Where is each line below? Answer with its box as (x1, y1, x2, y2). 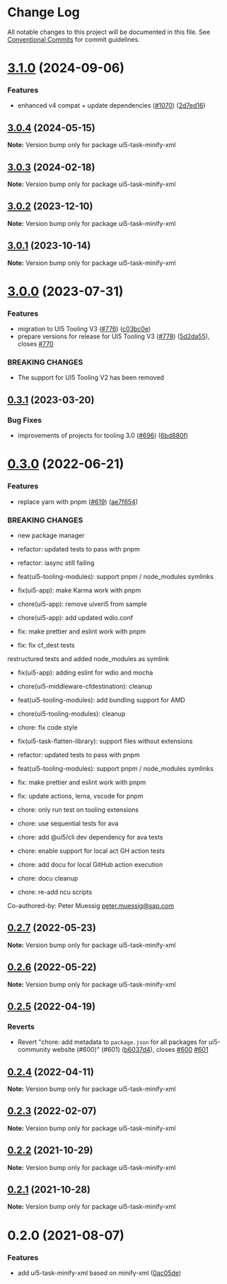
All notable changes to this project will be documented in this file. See (7, 28, 211, 36)
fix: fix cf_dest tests (17, 641, 75, 649)
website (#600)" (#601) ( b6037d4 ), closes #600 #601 (52, 1045, 209, 1054)
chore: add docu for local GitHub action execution (17, 860, 163, 869)
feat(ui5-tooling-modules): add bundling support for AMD (17, 695, 185, 704)
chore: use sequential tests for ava (17, 819, 119, 827)
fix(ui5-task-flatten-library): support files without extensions (17, 737, 193, 745)
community (17, 1045, 51, 1054)
